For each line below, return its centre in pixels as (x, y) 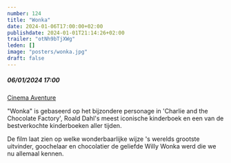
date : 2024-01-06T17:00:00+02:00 (55, 26)
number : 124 (24, 13)
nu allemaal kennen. (36, 153)
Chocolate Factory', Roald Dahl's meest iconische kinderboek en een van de (115, 118)
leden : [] (21, 45)
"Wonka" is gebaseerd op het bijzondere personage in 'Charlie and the (108, 111)
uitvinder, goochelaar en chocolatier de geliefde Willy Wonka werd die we (112, 146)
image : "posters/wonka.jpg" (48, 52)
